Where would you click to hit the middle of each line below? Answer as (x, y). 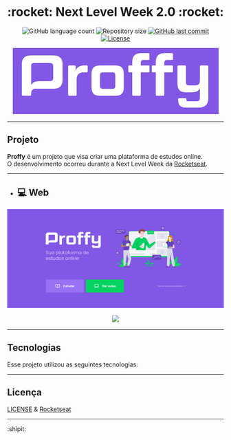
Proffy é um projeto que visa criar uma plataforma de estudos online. (105, 156)
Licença (25, 393)
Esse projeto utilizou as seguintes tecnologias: (73, 364)
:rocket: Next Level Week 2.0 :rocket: (115, 12)
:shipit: (16, 429)
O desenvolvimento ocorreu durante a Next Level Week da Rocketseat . (107, 164)
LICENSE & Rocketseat (39, 409)
